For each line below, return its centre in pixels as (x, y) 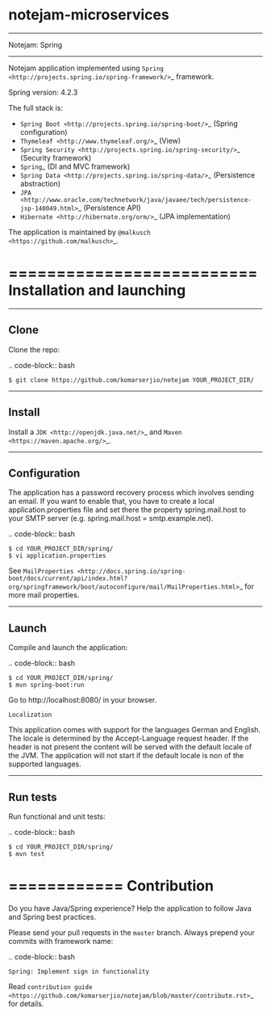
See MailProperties (41, 571)
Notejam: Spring (35, 44)
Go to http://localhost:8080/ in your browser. (83, 700)
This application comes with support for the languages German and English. (134, 730)
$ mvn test (27, 854)
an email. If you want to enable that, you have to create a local (112, 501)
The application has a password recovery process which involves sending (131, 493)
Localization (30, 715)
